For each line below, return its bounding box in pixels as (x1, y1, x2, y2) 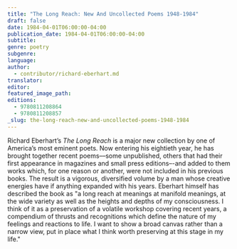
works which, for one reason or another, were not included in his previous (7, 166, 223, 175)
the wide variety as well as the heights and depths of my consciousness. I (7, 197, 224, 205)
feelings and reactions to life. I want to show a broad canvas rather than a (7, 219, 223, 228)
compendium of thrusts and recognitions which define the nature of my (7, 212, 217, 220)
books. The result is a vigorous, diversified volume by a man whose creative (7, 174, 231, 183)
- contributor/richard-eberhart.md (14, 70, 120, 77)
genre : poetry (7, 44, 50, 51)
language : (7, 57, 37, 64)
